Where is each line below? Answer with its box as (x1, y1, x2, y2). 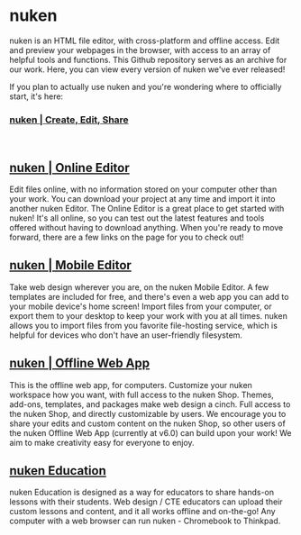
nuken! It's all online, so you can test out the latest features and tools (9, 213, 265, 223)
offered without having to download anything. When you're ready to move (9, 222, 284, 233)
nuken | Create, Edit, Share (9, 113, 129, 126)
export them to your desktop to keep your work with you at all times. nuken (9, 310, 288, 321)
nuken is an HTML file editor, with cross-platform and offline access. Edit (9, 35, 280, 46)
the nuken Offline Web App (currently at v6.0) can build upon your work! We (9, 427, 292, 438)
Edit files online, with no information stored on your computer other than (9, 184, 278, 195)
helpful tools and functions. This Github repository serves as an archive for (9, 54, 287, 65)
